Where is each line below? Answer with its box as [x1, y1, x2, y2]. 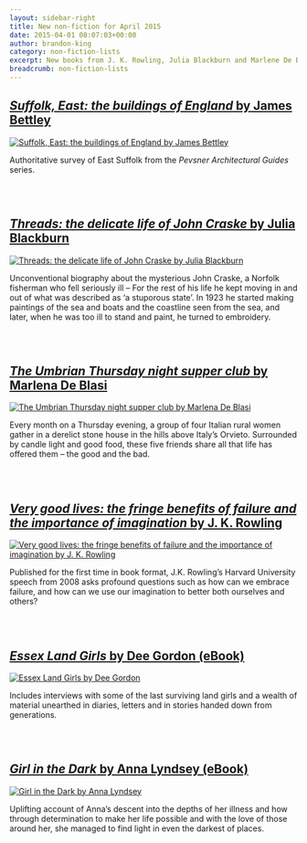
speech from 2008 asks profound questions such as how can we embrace [9, 576, 290, 587]
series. [9, 163, 35, 174]
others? [9, 595, 38, 607]
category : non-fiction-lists [9, 47, 121, 57]
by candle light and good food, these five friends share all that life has [9, 439, 272, 450]
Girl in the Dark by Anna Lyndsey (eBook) [9, 762, 249, 777]
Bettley [9, 112, 52, 128]
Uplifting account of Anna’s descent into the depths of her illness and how [9, 803, 288, 814]
